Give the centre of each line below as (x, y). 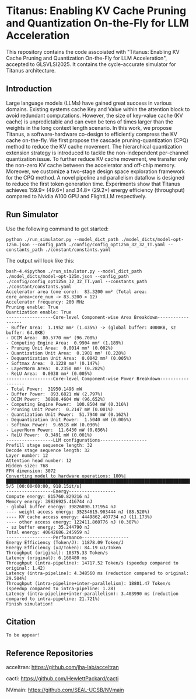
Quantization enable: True (39, 312)
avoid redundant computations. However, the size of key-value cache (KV (94, 115)
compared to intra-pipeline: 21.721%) (53, 599)
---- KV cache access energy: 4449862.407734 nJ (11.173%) (79, 517)
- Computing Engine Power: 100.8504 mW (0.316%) (68, 404)
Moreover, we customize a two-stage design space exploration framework (95, 171)
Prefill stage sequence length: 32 (49, 445)
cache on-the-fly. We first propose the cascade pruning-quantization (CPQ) (97, 140)
